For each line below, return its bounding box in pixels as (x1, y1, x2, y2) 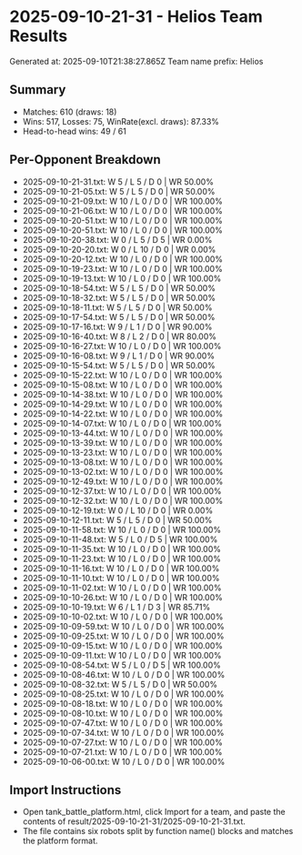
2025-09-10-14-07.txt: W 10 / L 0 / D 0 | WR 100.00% (22, 417, 223, 428)
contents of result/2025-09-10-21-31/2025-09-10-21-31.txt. (22, 816, 246, 827)
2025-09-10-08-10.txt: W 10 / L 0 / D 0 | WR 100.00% (22, 708, 224, 719)
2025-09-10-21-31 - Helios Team (9, 6, 263, 27)
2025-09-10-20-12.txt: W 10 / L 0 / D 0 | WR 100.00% (22, 253, 224, 265)
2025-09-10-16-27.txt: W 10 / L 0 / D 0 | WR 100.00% (22, 340, 222, 351)
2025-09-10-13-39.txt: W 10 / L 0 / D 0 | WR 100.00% (22, 437, 224, 448)
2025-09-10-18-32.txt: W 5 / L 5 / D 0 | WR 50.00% (22, 292, 216, 303)
